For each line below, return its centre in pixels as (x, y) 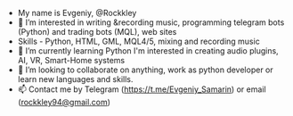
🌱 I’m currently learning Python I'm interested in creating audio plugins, (148, 51)
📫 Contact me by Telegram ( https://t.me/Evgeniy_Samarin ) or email (142, 89)
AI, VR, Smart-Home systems (71, 60)
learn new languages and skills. (75, 79)
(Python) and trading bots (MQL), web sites (97, 32)
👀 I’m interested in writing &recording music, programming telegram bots (151, 22)
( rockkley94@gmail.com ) (64, 102)
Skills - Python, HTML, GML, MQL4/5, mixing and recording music (138, 41)
